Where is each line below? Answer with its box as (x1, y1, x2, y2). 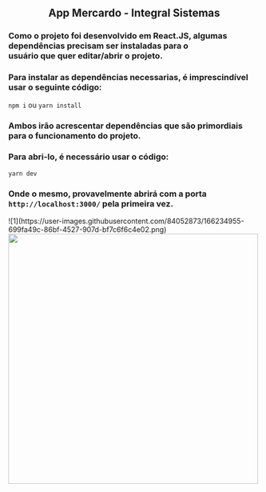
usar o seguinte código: (8, 82, 102, 93)
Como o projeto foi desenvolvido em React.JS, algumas (8, 30, 228, 42)
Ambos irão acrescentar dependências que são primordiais (8, 120, 244, 131)
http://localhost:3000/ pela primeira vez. (8, 198, 174, 209)
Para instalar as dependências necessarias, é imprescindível (8, 72, 249, 83)
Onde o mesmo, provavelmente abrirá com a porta (8, 188, 207, 199)
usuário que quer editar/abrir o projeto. (8, 50, 164, 62)
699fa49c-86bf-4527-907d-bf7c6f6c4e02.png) (8, 225, 167, 234)
